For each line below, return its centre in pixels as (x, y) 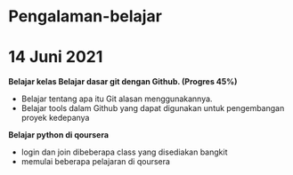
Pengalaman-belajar (85, 16)
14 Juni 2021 (56, 57)
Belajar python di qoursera (58, 135)
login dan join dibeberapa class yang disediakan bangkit (124, 152)
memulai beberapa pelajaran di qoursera (96, 162)
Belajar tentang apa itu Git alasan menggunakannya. (117, 99)
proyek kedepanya (55, 118)
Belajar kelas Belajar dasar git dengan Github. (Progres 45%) (123, 82)
